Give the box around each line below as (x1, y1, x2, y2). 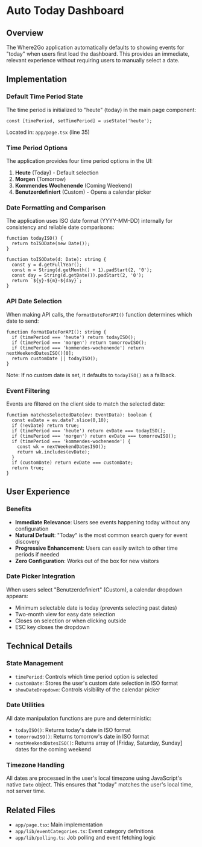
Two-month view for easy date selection (14, 610, 116, 618)
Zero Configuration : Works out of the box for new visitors (14, 557, 159, 564)
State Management (6, 659, 64, 668)
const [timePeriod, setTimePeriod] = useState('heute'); (6, 117, 153, 124)
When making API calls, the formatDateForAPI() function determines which (6, 311, 192, 318)
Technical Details (6, 641, 73, 651)
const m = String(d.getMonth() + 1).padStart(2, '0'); (11, 267, 153, 273)
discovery (14, 538, 40, 545)
